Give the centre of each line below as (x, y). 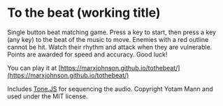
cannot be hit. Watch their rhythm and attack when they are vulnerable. (110, 47)
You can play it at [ (34, 68)
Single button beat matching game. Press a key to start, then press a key (112, 32)
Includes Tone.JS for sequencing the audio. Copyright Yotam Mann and (110, 89)
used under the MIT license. (48, 96)
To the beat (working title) (84, 13)
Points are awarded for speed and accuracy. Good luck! (87, 54)
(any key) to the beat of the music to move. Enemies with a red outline (108, 39)
